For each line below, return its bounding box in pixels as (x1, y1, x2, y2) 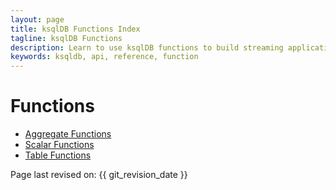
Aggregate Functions (24, 128, 112, 140)
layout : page (10, 14, 65, 25)
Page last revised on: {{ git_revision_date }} (10, 169, 188, 181)
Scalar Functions (24, 139, 95, 151)
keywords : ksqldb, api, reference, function (10, 52, 199, 62)
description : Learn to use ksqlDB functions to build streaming (10, 42, 284, 53)
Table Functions (24, 149, 92, 161)
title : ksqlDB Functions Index (10, 24, 141, 34)
